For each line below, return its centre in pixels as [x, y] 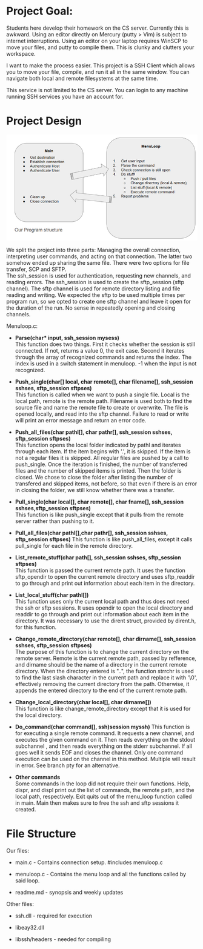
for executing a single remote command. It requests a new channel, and [105, 733]
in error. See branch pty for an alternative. [67, 765]
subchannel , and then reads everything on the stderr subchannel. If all [104, 746]
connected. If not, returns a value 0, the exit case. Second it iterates [100, 351]
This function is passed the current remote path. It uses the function [100, 570]
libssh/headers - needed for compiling [63, 939]
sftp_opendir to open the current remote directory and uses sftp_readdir [105, 577]
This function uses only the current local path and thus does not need [102, 602]
